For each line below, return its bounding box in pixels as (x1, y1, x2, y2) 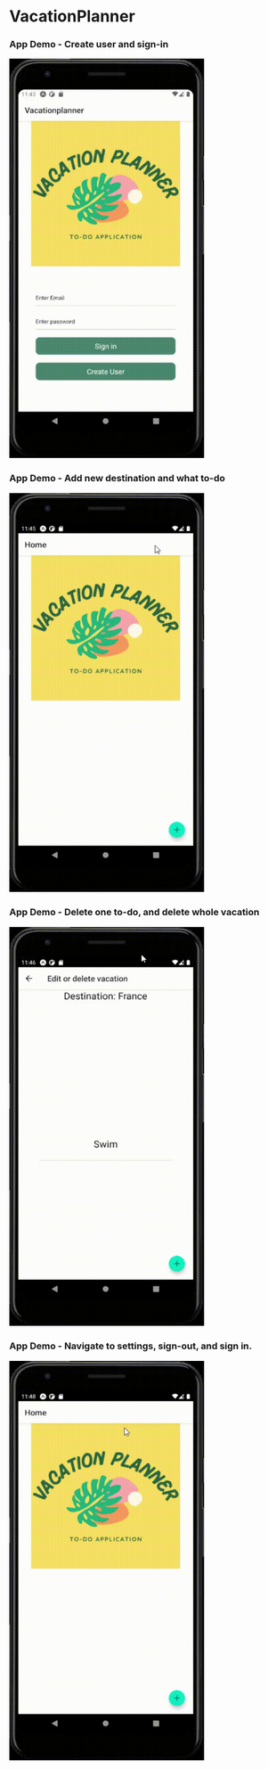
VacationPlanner (9, 6, 135, 27)
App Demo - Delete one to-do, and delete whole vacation (9, 906, 260, 919)
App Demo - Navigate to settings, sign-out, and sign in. (9, 1340, 253, 1352)
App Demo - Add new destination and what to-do (9, 472, 225, 485)
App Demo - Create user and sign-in (9, 38, 169, 51)
